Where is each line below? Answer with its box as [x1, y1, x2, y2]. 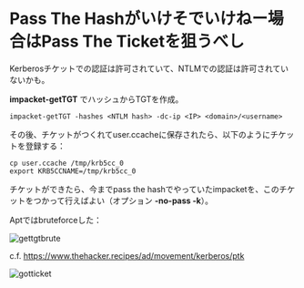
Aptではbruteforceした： [9, 214, 102, 225]
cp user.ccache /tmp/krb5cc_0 [9, 159, 125, 168]
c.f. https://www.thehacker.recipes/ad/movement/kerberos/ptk [9, 250, 245, 261]
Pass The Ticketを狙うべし [41, 31, 245, 52]
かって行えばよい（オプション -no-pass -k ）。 [40, 195, 214, 206]
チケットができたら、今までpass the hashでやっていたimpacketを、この [9, 183, 279, 194]
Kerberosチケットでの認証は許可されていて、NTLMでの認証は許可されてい [9, 63, 289, 74]
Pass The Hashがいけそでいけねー [9, 8, 269, 29]
